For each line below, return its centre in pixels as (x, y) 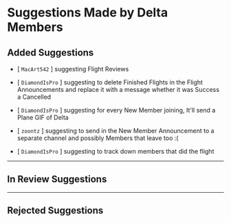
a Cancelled (34, 97)
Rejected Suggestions (55, 211)
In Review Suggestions (57, 179)
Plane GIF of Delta (43, 117)
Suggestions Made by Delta (88, 13)
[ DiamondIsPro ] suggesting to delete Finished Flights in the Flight (110, 82)
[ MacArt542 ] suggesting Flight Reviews (73, 69)
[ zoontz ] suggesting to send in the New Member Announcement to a (115, 131)
